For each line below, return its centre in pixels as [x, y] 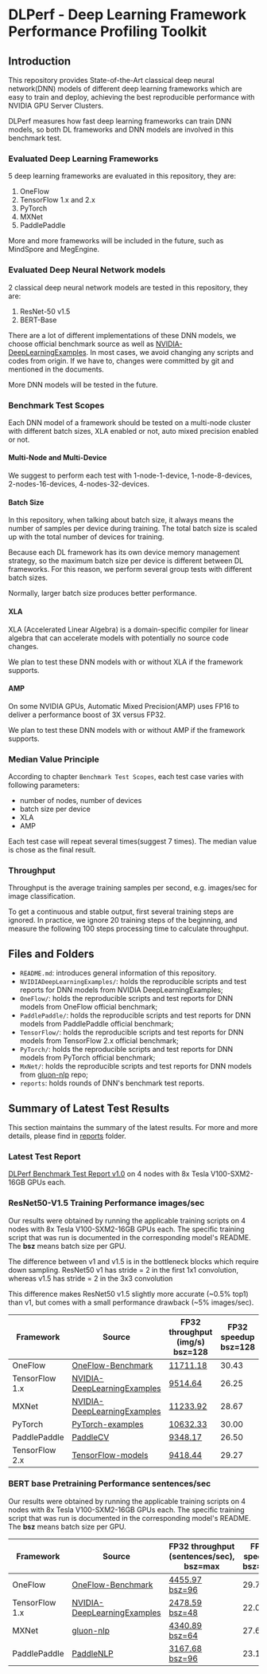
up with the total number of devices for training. [86, 537]
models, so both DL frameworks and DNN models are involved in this [121, 130]
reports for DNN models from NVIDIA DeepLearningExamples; [122, 990]
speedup [238, 1337]
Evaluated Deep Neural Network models [87, 270]
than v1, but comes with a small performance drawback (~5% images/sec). [131, 1302]
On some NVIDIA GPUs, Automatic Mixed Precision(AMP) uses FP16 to [124, 706]
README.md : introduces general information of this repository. [118, 973]
